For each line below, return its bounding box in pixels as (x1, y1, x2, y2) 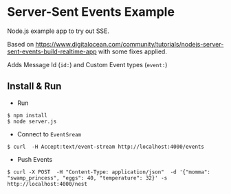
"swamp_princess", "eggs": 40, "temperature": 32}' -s (7, 174, 168, 182)
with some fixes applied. (98, 47, 167, 56)
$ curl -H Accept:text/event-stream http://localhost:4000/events (7, 143, 205, 150)
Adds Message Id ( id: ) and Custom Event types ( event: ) (7, 60, 168, 69)
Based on (7, 40, 34, 48)
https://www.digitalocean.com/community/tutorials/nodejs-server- (35, 40, 224, 48)
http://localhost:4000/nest (7, 180, 88, 187)
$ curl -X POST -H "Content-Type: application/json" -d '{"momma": (7, 169, 211, 175)
